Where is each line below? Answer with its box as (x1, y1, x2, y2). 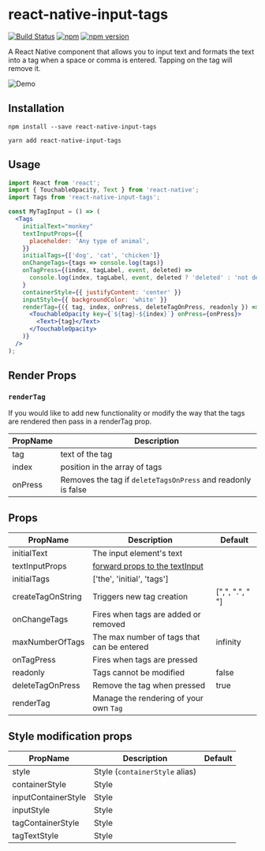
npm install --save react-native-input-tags (8, 122, 157, 131)
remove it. (8, 63, 41, 73)
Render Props (8, 369, 77, 383)
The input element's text (91, 548, 183, 559)
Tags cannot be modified (91, 667, 185, 678)
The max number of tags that (91, 632, 200, 643)
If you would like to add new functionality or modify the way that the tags (8, 409, 245, 418)
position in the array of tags (60, 461, 162, 472)
